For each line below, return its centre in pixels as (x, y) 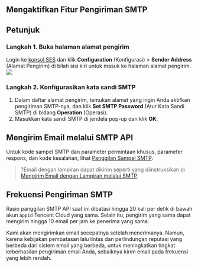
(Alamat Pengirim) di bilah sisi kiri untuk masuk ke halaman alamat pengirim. (99, 66)
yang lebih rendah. (29, 258)
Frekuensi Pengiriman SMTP (60, 194)
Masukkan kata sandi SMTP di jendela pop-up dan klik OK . (86, 119)
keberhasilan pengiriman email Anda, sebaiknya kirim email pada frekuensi (97, 252)
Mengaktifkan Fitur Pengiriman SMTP (77, 10)
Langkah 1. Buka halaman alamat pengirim (68, 47)
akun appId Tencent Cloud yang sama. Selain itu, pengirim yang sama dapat (98, 215)
